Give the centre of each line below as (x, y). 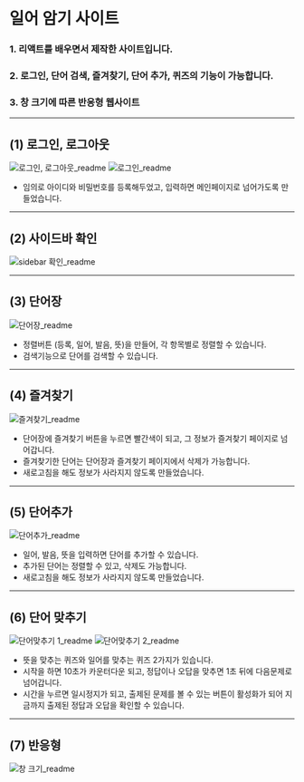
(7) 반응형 (35, 745)
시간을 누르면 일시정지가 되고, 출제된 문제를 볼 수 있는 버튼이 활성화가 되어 (152, 694)
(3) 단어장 (36, 301)
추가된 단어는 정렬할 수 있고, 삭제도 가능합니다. (104, 566)
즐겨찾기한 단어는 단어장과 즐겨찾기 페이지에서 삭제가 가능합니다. (136, 461)
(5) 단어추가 (41, 512)
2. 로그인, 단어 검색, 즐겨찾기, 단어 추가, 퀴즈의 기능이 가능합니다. (142, 76)
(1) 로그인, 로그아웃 (60, 145)
